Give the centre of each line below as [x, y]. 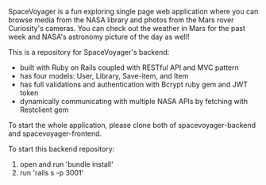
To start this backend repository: [62, 149]
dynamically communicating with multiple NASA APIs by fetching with [134, 101]
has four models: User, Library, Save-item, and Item [104, 76]
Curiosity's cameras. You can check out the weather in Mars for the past [127, 28]
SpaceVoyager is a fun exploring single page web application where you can [133, 12]
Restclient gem [44, 110]
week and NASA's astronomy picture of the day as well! [99, 37]
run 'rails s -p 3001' [52, 173]
